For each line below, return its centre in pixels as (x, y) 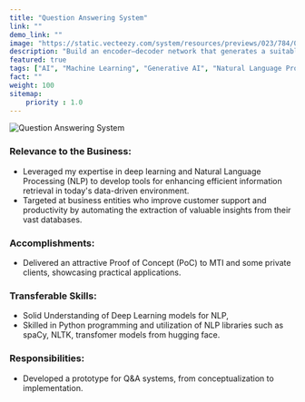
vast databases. (52, 220)
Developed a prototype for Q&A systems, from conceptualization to (148, 378)
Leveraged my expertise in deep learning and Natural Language (142, 171)
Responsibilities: (47, 358)
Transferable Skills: (53, 296)
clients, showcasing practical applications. (102, 272)
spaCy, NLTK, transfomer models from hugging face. (121, 335)
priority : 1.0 (54, 102)
